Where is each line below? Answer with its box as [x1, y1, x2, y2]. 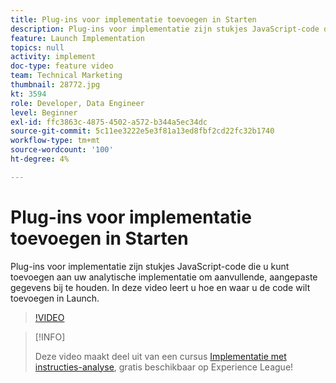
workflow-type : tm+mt [10, 136, 101, 146]
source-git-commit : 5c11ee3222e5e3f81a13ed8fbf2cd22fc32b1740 [10, 126, 275, 136]
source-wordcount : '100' [10, 145, 114, 155]
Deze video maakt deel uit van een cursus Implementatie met [34, 350, 287, 362]
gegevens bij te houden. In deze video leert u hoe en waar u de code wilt [10, 281, 311, 293]
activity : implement [10, 52, 97, 62]
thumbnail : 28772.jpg [10, 80, 101, 90]
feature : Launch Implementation [10, 33, 145, 43]
